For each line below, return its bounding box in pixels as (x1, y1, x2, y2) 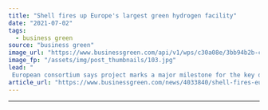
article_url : (8, 78, 52, 86)
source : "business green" (8, 41, 94, 49)
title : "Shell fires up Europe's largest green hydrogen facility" (8, 11, 238, 20)
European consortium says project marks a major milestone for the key (11, 71, 255, 79)
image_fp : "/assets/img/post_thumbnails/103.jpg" (8, 57, 177, 65)
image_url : (8, 49, 45, 57)
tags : (8, 26, 26, 34)
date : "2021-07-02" (8, 19, 73, 27)
